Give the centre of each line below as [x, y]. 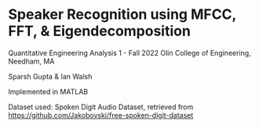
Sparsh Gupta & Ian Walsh [50, 76]
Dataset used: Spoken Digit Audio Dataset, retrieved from [101, 107]
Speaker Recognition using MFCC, [122, 15]
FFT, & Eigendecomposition [99, 31]
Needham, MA [31, 61]
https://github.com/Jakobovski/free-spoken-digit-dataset [101, 115]
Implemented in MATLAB [48, 91]
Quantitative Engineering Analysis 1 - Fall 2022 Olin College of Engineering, [129, 53]
